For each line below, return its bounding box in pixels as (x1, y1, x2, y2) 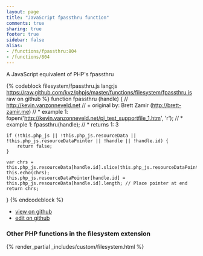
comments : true (6, 20, 45, 26)
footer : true (6, 31, 39, 38)
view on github (14, 208, 53, 215)
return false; (17, 143, 53, 149)
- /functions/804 (6, 54, 50, 60)
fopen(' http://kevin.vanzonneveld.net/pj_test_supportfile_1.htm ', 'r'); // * (6, 114, 183, 122)
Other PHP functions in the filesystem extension (6, 229, 151, 238)
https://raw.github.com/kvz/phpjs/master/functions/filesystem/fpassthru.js (6, 88, 192, 96)
